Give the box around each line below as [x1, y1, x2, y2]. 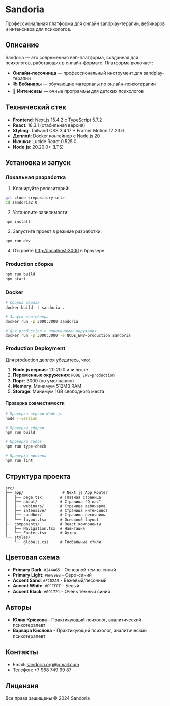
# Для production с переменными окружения [5, 328, 97, 333]
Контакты [5, 648, 38, 656]
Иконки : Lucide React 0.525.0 [12, 138, 77, 144]
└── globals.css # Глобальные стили [14, 539, 101, 545]
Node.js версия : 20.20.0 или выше [12, 366, 88, 372]
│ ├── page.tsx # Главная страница [5, 495, 101, 500]
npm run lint [5, 458, 33, 463]
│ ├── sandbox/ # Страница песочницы [5, 512, 106, 517]
